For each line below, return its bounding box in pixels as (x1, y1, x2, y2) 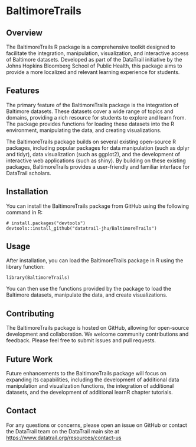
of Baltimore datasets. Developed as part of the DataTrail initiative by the (6, 56, 182, 63)
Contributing (6, 308, 54, 319)
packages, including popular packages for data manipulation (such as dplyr (6, 144, 190, 152)
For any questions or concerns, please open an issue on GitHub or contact (6, 422, 188, 429)
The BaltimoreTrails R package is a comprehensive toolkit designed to (6, 43, 176, 50)
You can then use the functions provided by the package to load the (6, 285, 172, 292)
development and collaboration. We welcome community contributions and (6, 330, 189, 338)
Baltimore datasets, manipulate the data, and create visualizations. (6, 291, 168, 298)
